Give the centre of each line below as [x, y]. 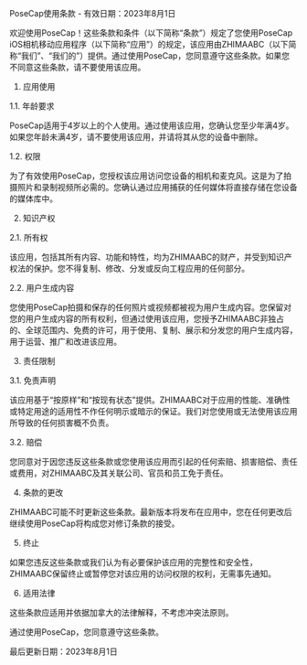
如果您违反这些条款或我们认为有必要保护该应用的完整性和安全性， [133, 562]
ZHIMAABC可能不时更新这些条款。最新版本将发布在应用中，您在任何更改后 [151, 512]
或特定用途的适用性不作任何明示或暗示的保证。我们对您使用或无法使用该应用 [153, 411]
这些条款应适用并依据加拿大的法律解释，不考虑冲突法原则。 [122, 612]
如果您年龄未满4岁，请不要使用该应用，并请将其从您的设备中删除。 [136, 137]
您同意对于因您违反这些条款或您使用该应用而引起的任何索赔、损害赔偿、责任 [153, 461]
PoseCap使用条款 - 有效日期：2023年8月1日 [93, 13]
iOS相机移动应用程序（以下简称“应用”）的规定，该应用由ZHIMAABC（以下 [149, 44]
